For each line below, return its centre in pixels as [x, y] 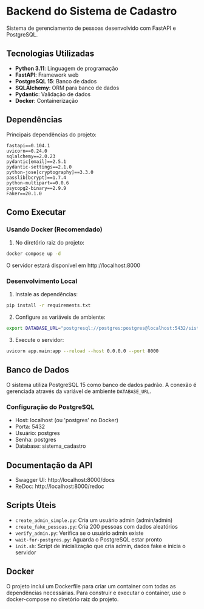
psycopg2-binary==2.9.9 [36, 188]
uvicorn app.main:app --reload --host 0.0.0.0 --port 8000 [83, 351]
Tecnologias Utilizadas [50, 54]
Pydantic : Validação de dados [53, 94]
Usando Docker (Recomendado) [55, 229]
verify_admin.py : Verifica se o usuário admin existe [79, 533]
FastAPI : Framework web [47, 75]
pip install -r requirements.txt [49, 305]
